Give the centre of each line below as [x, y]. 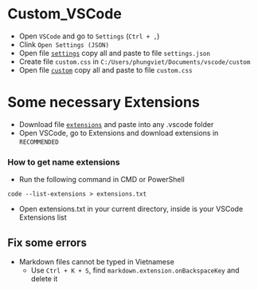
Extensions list [43, 217]
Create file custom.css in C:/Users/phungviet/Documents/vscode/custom [135, 62]
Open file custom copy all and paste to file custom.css [106, 70]
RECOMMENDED [39, 142]
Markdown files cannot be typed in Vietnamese [96, 261]
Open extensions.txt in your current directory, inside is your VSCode [131, 209]
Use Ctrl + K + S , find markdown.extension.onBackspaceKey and [135, 270]
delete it [44, 278]
